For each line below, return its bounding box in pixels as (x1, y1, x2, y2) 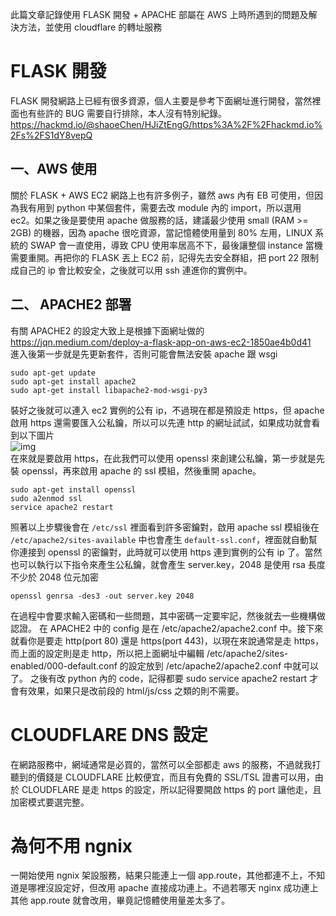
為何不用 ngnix (10, 834, 133, 857)
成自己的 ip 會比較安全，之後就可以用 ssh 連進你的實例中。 (10, 264, 253, 276)
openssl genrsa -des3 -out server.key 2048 (10, 591, 195, 601)
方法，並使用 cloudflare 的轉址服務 (18, 21, 163, 33)
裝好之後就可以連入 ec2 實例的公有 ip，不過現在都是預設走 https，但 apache (10, 404, 325, 416)
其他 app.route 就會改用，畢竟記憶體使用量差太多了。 (10, 894, 231, 907)
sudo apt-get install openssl (10, 484, 137, 495)
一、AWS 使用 (10, 161, 98, 178)
